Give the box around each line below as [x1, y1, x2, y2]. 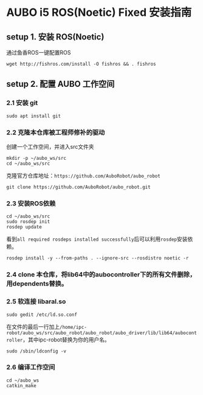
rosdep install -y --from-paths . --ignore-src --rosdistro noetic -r [6, 255, 189, 261]
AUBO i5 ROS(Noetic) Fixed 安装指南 [6, 5, 192, 19]
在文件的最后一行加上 [6, 323, 60, 330]
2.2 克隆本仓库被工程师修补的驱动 [6, 128, 105, 137]
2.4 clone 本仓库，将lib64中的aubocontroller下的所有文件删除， [6, 270, 196, 279]
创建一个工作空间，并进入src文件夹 [6, 143, 94, 150]
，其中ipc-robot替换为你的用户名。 [22, 335, 111, 343]
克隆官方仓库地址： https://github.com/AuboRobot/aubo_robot [6, 171, 161, 179]
